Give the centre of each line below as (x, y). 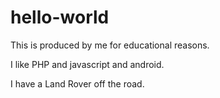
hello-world (60, 17)
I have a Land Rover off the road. (77, 83)
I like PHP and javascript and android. (87, 64)
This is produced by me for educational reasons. (110, 45)
